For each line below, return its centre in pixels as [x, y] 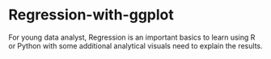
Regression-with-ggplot [91, 15]
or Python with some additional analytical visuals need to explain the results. [135, 45]
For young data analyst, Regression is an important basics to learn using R [132, 37]
